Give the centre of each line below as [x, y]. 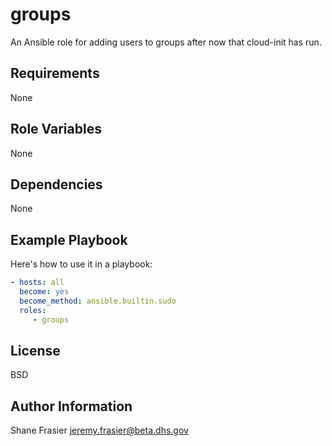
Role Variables [56, 129]
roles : [33, 310]
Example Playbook [69, 239]
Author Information [71, 406]
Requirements [55, 73]
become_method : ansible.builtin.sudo [98, 301]
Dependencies [56, 184]
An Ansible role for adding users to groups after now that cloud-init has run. [166, 42]
